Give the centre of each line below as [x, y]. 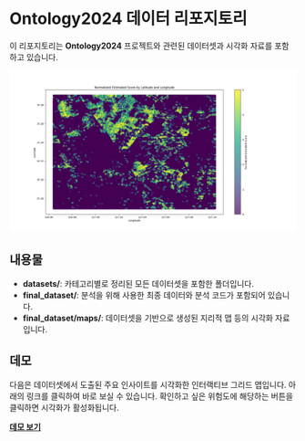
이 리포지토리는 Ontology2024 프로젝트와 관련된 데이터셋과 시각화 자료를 [141, 46]
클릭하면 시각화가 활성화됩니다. [65, 407]
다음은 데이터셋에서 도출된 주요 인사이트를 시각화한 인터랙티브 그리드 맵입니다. [148, 384]
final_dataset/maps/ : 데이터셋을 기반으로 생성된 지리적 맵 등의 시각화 [147, 318]
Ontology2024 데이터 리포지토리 [128, 19]
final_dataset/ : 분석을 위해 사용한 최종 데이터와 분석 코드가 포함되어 [144, 295]
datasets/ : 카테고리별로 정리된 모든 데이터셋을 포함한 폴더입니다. [138, 283]
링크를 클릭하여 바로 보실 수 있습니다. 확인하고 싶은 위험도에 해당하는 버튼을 [160, 396]
